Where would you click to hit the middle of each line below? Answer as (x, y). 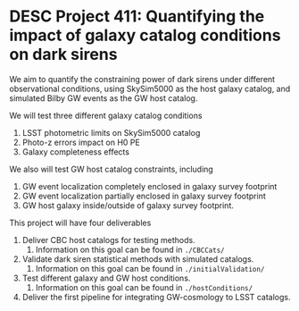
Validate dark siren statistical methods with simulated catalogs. (138, 259)
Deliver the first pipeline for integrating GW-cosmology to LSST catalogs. (156, 297)
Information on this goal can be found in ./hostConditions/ (144, 287)
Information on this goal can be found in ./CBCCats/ (130, 249)
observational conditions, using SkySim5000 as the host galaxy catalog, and (150, 88)
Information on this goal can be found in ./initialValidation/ (150, 268)
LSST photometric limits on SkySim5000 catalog (111, 132)
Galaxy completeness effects (75, 151)
